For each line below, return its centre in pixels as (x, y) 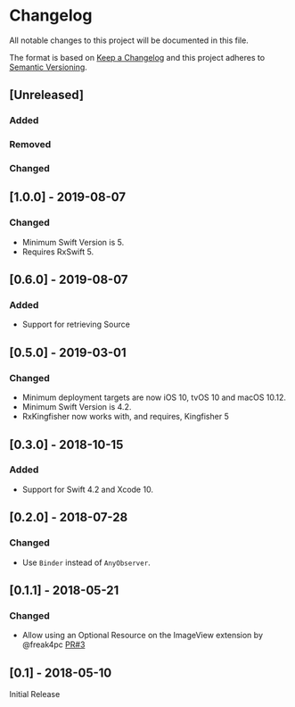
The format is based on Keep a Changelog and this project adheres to (137, 57)
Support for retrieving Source (76, 324)
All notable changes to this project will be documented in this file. (129, 40)
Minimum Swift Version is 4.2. (77, 407)
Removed (30, 145)
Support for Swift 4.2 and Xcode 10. (88, 489)
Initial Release (35, 695)
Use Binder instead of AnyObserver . (86, 562)
